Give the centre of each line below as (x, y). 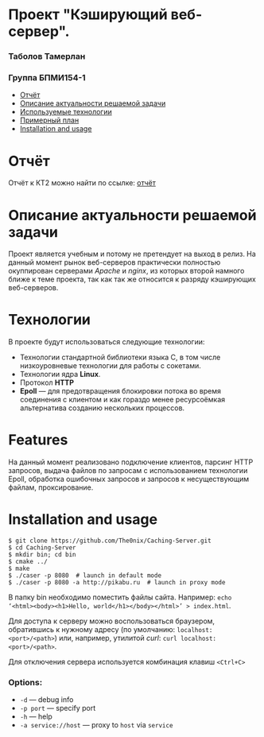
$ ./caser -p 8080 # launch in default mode (85, 576)
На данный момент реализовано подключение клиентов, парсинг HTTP (131, 462)
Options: (25, 683)
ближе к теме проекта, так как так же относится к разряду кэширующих (132, 279)
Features (38, 440)
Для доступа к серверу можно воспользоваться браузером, (112, 621)
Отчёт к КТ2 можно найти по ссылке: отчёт (82, 183)
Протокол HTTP (47, 382)
